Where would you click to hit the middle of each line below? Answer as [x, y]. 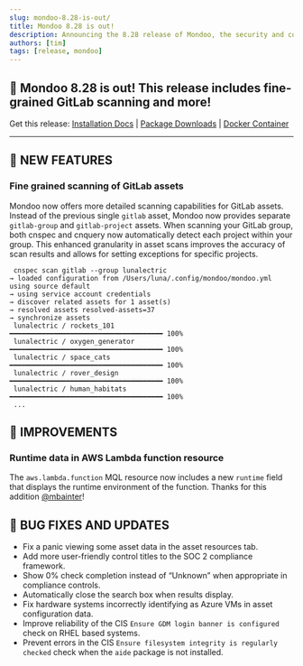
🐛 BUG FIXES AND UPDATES [89, 525]
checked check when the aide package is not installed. [123, 652]
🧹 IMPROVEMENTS [64, 433]
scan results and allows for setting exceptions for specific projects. [134, 254]
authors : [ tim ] [38, 43]
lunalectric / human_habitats [70, 389]
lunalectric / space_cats [62, 357]
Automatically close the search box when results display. [128, 595]
